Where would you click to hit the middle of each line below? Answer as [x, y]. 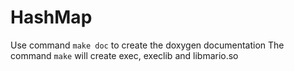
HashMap [51, 17]
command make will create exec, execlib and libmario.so [124, 55]
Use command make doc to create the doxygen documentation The [147, 45]
